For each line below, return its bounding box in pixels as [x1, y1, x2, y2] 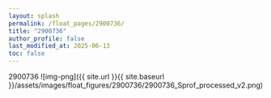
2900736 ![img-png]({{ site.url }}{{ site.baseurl [8, 72, 164, 81]
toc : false [8, 49, 45, 58]
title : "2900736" [8, 27, 67, 35]
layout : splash [8, 11, 60, 20]
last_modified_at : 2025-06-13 [8, 42, 111, 50]
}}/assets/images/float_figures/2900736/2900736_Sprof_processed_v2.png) [8, 80, 264, 90]
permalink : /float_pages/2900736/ [8, 19, 125, 28]
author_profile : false [8, 34, 85, 43]
